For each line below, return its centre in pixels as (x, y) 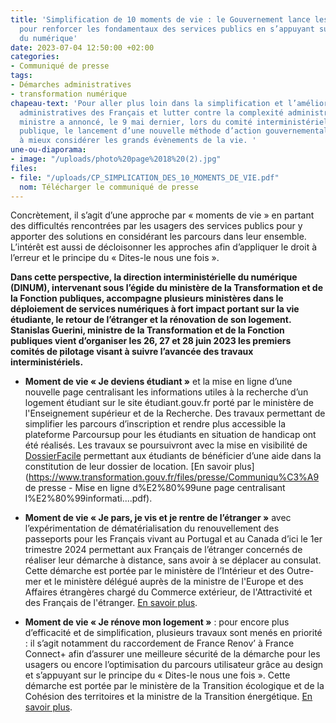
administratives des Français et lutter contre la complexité (151, 112)
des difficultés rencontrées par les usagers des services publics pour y (156, 226)
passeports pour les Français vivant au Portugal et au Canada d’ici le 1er (173, 539)
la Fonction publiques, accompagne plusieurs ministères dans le (147, 298)
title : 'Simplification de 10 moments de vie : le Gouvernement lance (160, 19)
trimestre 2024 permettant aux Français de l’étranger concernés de (163, 550)
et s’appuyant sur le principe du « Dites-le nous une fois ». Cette (157, 675)
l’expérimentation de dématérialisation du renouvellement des (152, 528)
